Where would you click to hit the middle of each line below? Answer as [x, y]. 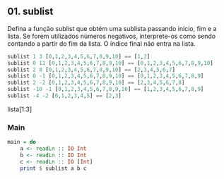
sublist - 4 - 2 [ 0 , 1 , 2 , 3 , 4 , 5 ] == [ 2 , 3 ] [65, 96]
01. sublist [30, 12]
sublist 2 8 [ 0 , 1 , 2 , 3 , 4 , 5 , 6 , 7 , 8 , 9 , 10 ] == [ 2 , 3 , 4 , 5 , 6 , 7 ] [91, 70]
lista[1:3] [20, 109]
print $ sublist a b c [53, 168]
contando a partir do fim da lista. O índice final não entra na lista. [101, 43]
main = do [22, 142]
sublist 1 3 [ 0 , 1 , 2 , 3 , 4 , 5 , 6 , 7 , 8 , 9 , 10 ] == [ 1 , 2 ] [79, 56]
